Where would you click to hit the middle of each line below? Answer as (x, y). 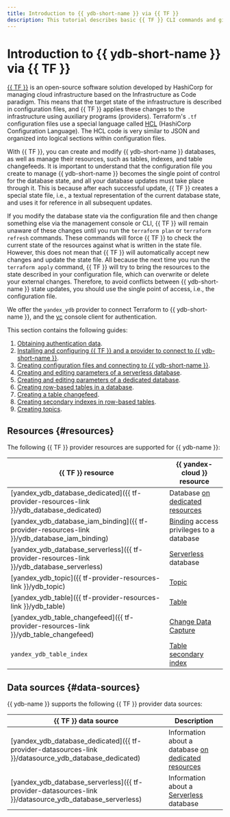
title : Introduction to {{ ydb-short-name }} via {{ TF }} (93, 13)
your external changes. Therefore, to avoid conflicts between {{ (97, 281)
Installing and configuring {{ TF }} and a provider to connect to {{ (108, 351)
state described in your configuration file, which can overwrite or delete (108, 275)
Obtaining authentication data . (60, 343)
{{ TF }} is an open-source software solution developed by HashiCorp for (110, 87)
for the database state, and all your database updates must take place (106, 181)
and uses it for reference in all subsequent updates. (80, 203)
